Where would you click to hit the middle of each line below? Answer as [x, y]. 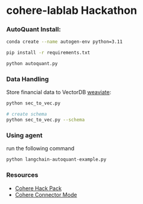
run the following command [40, 148]
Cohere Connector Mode [46, 194]
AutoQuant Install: [34, 30]
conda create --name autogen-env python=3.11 [64, 42]
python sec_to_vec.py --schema [46, 120]
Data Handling [28, 79]
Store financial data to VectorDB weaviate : [59, 92]
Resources [22, 175]
